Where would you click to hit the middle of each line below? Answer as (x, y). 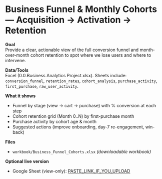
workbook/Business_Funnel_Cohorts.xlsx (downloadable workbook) (82, 151)
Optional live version (27, 161)
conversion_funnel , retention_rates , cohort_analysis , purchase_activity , (81, 81)
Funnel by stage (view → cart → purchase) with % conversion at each (84, 105)
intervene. (15, 60)
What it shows (20, 96)
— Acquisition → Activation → (68, 20)
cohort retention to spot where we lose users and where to (91, 55)
